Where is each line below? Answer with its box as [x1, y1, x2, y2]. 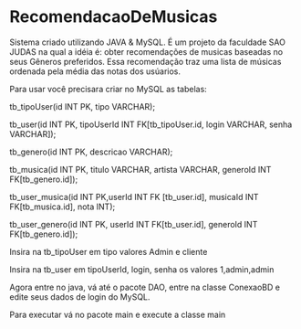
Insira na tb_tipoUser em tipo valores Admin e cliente [9, 246, 208, 257]
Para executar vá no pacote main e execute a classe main [9, 309, 226, 320]
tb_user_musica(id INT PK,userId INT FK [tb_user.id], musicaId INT [9, 191, 259, 202]
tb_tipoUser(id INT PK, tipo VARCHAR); [9, 101, 156, 111]
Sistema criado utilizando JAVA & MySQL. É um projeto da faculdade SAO [9, 37, 285, 48]
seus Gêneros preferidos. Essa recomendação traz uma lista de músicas [9, 56, 282, 67]
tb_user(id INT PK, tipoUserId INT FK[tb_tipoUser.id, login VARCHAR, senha [9, 119, 293, 130]
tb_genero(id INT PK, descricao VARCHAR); [9, 146, 173, 157]
